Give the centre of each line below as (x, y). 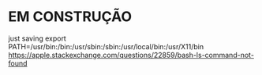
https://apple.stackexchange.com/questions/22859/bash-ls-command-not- (131, 55)
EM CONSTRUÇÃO (70, 17)
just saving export (37, 38)
